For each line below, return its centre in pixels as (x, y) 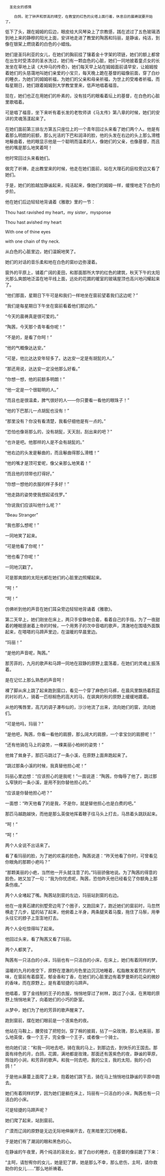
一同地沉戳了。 (20, 567)
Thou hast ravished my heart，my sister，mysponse (58, 212)
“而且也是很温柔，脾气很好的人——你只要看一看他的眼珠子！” (67, 400)
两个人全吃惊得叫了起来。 (31, 929)
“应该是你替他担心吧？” (29, 793)
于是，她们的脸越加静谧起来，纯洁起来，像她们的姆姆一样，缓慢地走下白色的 (82, 185)
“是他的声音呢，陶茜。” (27, 653)
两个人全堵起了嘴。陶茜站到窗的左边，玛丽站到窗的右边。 (63, 895)
